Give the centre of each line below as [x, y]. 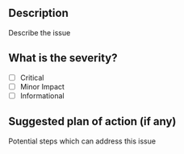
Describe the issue [40, 32]
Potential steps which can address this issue [82, 141]
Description [38, 13]
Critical [32, 77]
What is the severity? [63, 58]
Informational [42, 95]
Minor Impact [42, 86]
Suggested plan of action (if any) [92, 121]
